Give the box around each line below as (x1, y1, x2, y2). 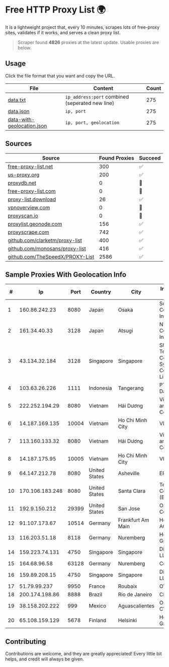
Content (93, 84, 114, 91)
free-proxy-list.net (8, 163, 53, 170)
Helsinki (118, 617, 137, 624)
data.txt (8, 96, 26, 104)
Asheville (118, 470, 140, 477)
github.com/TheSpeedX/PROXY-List (8, 253, 95, 260)
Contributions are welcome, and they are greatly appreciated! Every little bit (5, 651, 162, 657)
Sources (5, 139, 32, 148)
